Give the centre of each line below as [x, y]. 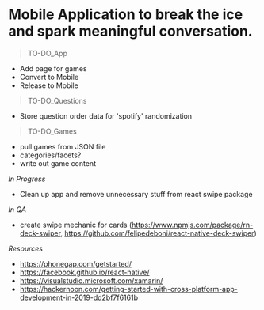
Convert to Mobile [49, 77]
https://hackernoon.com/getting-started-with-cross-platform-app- [128, 289]
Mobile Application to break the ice [126, 15]
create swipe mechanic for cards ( [76, 225]
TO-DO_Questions [57, 100]
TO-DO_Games [52, 131]
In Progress [27, 179]
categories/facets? [50, 155]
